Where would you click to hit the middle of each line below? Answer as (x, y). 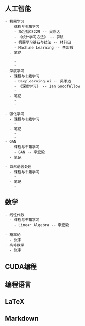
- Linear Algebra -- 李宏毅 (42, 225)
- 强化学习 (15, 114)
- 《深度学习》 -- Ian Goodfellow (47, 86)
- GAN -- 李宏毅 (29, 152)
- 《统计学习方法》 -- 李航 (39, 37)
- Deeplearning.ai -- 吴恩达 (42, 81)
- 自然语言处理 (18, 167)
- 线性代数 (15, 215)
